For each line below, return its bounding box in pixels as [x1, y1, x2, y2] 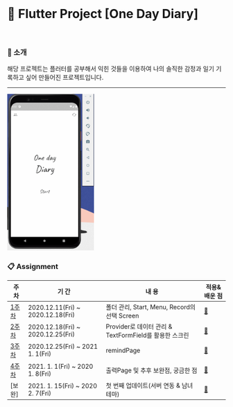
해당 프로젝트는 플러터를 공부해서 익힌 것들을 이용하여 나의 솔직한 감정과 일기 [7, 64, 215, 73]
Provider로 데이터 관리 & [105, 322, 173, 331]
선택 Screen [105, 311, 139, 320]
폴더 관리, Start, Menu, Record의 [105, 302, 196, 311]
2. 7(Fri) [27, 389, 52, 397]
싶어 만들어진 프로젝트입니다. [25, 73, 104, 82]
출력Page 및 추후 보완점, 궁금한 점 [105, 366, 198, 374]
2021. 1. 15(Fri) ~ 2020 [27, 381, 97, 390]
